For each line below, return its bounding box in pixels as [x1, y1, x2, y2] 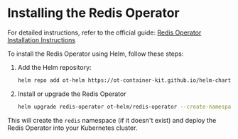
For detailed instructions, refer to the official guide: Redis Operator [7, 28, 202, 37]
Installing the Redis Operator [7, 5, 180, 21]
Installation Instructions [7, 35, 76, 44]
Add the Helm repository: [17, 63, 92, 71]
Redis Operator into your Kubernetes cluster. [7, 123, 138, 132]
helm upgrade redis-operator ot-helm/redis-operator [17, 103, 178, 110]
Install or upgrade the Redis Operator [17, 90, 126, 98]
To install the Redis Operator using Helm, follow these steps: [7, 49, 184, 58]
